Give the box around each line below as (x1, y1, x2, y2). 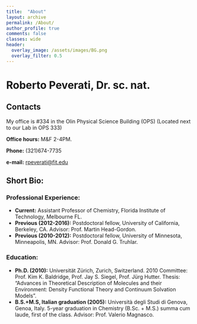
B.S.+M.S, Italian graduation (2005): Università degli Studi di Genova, (14, 298, 188, 306)
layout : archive (6, 14, 46, 20)
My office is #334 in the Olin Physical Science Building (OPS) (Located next (6, 117, 191, 125)
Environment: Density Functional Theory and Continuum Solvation (14, 285, 176, 293)
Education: (6, 253, 39, 262)
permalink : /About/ (6, 20, 55, 26)
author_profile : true (6, 25, 60, 31)
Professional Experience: (6, 193, 80, 202)
